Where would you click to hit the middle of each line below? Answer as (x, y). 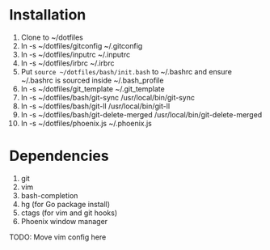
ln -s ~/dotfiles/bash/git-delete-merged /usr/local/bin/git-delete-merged (141, 114)
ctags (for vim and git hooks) (69, 213)
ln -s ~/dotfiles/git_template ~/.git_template (93, 89)
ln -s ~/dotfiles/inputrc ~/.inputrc (76, 54)
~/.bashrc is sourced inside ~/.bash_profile (92, 80)
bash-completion (49, 195)
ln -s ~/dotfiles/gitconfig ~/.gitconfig (82, 45)
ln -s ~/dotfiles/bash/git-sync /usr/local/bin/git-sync (108, 97)
